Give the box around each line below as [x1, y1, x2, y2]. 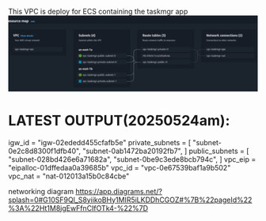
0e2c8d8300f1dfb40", [8, 146, 82, 155]
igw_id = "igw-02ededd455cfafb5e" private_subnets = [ [8, 137, 192, 147]
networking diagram [8, 186, 74, 196]
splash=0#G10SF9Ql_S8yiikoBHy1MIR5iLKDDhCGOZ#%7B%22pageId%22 [8, 195, 253, 204]
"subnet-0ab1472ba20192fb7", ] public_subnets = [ [82, 146, 249, 155]
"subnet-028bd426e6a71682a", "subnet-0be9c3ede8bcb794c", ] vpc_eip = [8, 154, 256, 164]
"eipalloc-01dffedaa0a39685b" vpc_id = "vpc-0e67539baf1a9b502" [8, 163, 231, 172]
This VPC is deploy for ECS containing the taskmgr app [8, 7, 188, 16]
